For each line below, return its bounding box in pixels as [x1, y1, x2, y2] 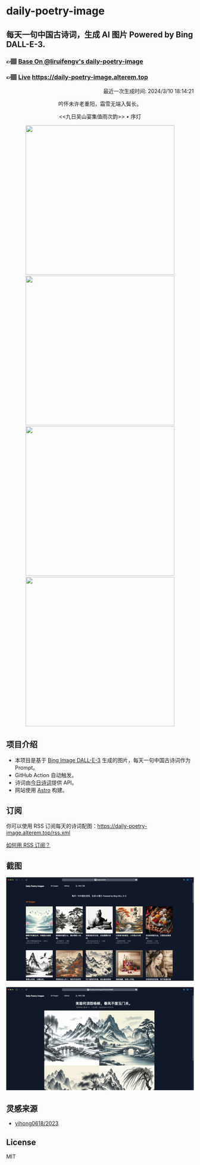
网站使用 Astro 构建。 [14, 786, 68, 793]
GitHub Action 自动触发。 [14, 771, 77, 778]
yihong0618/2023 [14, 1120, 59, 1127]
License [6, 1137, 36, 1147]
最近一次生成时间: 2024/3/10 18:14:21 [103, 87, 194, 94]
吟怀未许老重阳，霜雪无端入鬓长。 [58, 100, 142, 107]
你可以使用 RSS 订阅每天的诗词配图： [6, 822, 98, 830]
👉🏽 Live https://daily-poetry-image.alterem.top [6, 73, 148, 81]
